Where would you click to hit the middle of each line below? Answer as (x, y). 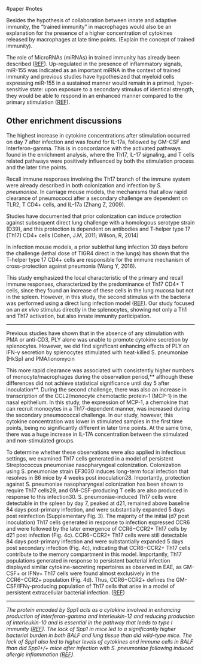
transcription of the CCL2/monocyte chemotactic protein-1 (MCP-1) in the (97, 396)
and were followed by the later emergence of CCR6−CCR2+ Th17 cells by (97, 528)
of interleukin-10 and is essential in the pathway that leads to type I (89, 622)
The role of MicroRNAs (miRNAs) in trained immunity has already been (93, 57)
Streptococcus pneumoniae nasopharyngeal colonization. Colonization (94, 465)
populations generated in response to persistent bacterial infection (88, 560)
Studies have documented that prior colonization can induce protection (94, 216)
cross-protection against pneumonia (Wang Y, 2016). (71, 266)
